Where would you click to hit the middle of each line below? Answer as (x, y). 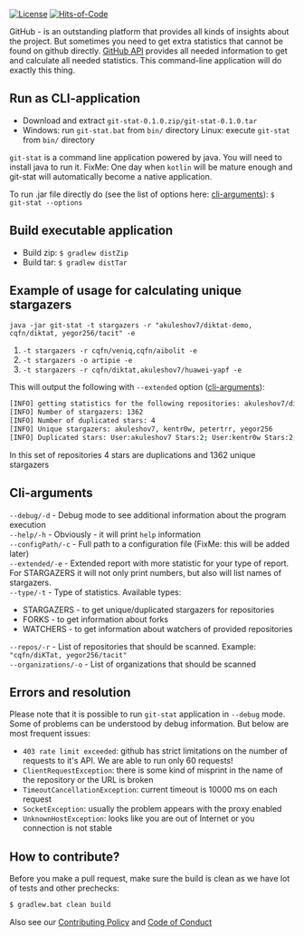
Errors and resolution (70, 692)
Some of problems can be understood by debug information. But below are (149, 724)
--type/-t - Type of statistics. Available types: (95, 592)
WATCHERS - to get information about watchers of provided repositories (157, 629)
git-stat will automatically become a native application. (111, 176)
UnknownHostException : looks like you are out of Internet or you (138, 819)
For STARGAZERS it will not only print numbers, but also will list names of (146, 572)
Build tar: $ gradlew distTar (75, 262)
